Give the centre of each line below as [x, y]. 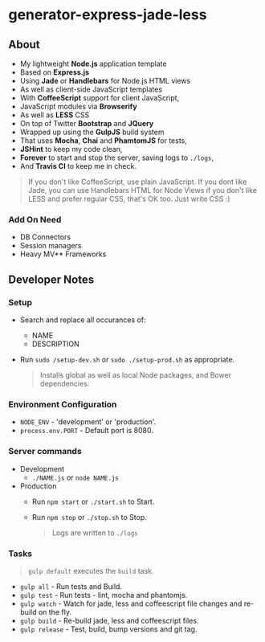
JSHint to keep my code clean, [71, 149]
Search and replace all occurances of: [83, 320]
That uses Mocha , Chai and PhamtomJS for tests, [103, 141]
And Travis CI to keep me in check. [78, 166]
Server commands [45, 452]
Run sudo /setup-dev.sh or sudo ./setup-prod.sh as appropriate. [127, 359]
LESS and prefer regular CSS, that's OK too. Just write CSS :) [129, 199]
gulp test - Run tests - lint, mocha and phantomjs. [104, 595]
